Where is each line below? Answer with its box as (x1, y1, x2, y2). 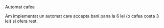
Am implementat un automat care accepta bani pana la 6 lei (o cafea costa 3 (5, 13, 159, 19)
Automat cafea (5, 4, 35, 9)
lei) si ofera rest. (5, 19, 38, 24)
